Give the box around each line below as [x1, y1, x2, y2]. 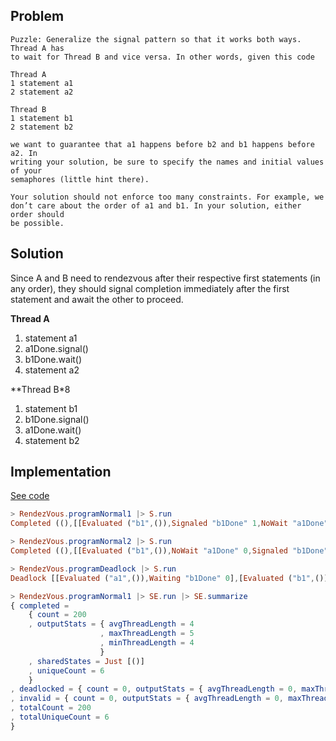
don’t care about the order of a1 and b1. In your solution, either [10, 200, 302, 211]
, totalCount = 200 [10, 703, 92, 713]
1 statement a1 [10, 78, 74, 88]
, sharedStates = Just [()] [28, 656, 145, 666]
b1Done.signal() [24, 413, 90, 425]
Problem [10, 8, 65, 25]
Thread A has [10, 43, 65, 53]
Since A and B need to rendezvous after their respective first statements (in [10, 272, 321, 284]
